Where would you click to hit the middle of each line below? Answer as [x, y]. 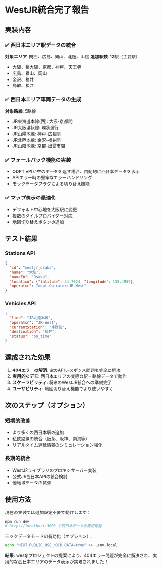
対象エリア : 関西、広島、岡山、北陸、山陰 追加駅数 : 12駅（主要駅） [73, 57]
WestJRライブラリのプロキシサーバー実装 [54, 470]
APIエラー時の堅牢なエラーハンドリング [52, 178]
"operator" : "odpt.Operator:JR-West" [48, 286]
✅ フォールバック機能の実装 [38, 160]
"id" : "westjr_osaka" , [33, 268]
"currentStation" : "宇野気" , [38, 327]
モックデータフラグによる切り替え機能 [51, 184]
